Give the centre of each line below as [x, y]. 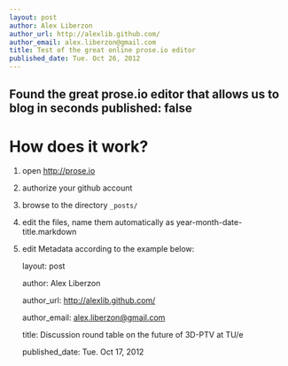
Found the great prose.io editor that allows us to [144, 94]
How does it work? [79, 146]
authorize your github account [77, 188]
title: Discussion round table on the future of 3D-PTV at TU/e [132, 335]
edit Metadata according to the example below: [108, 249]
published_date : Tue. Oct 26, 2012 [75, 58]
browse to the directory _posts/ [80, 206]
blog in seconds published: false [101, 109]
